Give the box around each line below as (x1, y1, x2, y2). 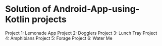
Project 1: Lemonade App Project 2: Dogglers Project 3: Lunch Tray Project (5, 30, 158, 36)
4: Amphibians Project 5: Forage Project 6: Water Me (5, 35, 112, 41)
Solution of (5, 3, 51, 15)
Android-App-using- (53, 3, 140, 15)
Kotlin (5, 14, 30, 25)
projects (31, 14, 67, 25)
